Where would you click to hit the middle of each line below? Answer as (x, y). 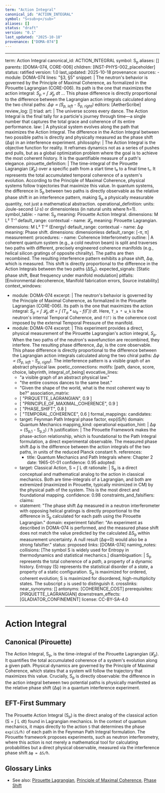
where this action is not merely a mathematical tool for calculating (72, 742)
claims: (27, 500)
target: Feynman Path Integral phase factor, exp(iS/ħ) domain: (82, 419)
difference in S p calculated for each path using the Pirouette (80, 517)
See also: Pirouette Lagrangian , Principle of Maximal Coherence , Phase (84, 780)
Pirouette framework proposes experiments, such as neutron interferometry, (82, 737)
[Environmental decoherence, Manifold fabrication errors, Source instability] (82, 280)
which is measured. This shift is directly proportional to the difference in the (82, 264)
